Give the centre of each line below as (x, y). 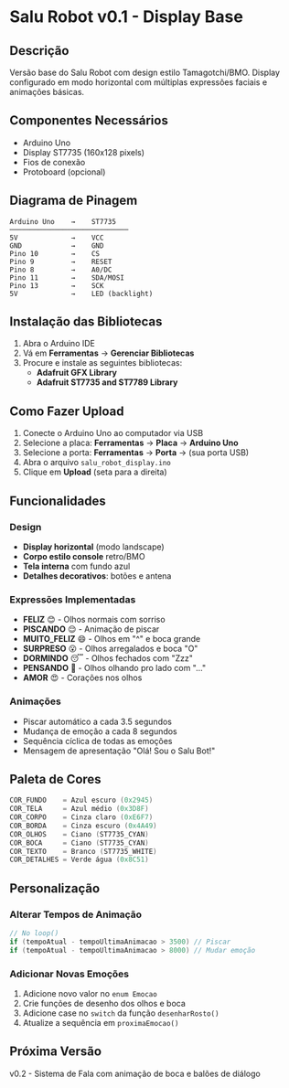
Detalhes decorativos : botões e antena (97, 576)
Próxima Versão (56, 1052)
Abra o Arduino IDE (59, 344)
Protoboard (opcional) (64, 172)
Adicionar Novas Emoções (70, 974)
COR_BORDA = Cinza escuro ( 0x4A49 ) (83, 826)
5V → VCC (57, 238)
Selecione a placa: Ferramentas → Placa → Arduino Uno (131, 443)
